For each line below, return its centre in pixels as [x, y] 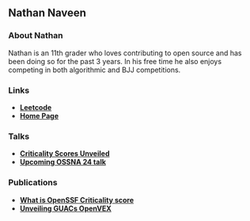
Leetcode [36, 107]
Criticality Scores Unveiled [64, 154]
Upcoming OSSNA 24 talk [63, 162]
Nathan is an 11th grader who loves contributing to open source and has [125, 53]
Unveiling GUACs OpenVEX [66, 208]
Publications [33, 183]
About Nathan [36, 36]
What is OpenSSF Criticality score [77, 200]
